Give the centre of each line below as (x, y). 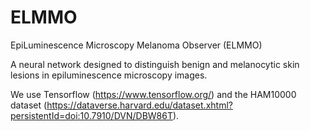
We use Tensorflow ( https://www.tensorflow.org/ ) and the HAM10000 (153, 94)
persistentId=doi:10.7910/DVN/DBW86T (91, 115)
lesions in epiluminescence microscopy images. (109, 75)
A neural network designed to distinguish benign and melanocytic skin (155, 64)
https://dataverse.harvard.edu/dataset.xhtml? (139, 105)
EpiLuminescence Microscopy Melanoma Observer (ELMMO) (136, 45)
